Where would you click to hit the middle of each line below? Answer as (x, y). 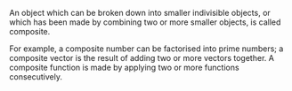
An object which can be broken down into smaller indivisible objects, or (140, 13)
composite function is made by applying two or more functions (124, 67)
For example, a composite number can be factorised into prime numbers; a (146, 49)
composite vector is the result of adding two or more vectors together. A (142, 58)
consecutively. (36, 77)
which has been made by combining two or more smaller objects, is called (145, 22)
